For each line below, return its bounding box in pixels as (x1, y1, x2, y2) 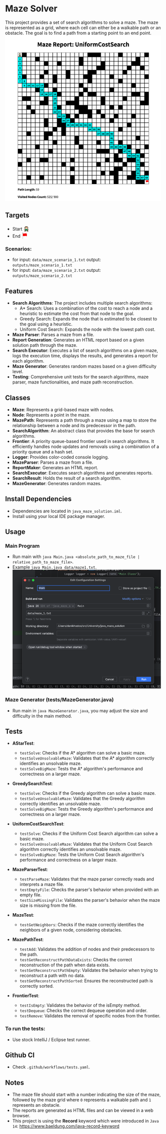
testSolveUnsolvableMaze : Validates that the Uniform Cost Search (19, 841, 153, 847)
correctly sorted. (19, 983, 54, 989)
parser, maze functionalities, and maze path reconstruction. (12, 379, 134, 385)
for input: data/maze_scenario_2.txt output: (12, 267, 101, 273)
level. (12, 369, 24, 375)
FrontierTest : (12, 993, 40, 999)
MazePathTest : (12, 937, 44, 943)
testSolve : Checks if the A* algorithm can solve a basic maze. (19, 750, 146, 756)
